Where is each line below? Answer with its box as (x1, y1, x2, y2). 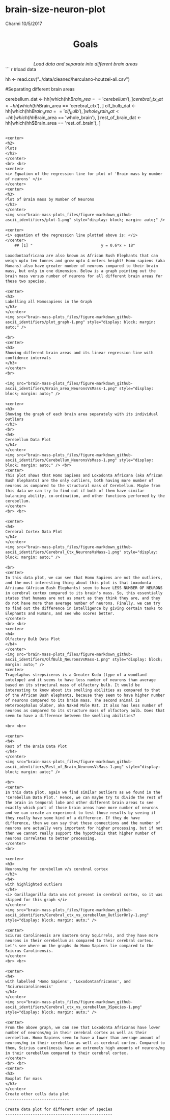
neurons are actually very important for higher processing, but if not (5, 826, 163, 831)
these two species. (5, 279, 47, 284)
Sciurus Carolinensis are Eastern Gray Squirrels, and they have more (5, 933, 158, 939)
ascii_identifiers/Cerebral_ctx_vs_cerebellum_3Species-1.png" (5, 1004, 143, 1010)
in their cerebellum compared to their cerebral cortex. (5, 1050, 129, 1056)
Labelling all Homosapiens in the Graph (5, 299, 93, 305)
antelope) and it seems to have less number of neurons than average (5, 677, 156, 683)
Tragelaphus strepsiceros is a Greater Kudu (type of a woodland (5, 672, 147, 678)
